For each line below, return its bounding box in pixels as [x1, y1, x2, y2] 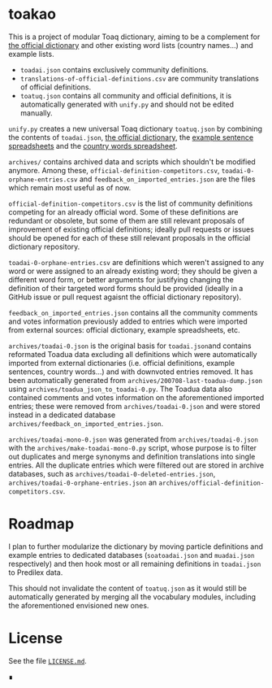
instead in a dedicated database [8, 410, 116, 420]
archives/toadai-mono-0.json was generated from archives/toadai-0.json [8, 434, 258, 444]
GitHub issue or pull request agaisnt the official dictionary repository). [8, 292, 242, 302]
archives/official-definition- [158, 479, 265, 487]
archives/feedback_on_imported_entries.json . [8, 418, 164, 428]
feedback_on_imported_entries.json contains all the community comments [8, 307, 258, 317]
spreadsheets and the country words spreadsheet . [8, 141, 178, 150]
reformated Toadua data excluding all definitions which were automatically [8, 349, 257, 359]
